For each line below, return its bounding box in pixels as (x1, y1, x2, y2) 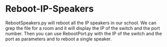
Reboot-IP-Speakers (5, 3, 94, 15)
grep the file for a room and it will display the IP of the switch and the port (5, 25, 160, 31)
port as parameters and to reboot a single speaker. (5, 36, 112, 42)
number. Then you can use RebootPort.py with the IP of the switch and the (5, 30, 162, 36)
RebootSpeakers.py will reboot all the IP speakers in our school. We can (5, 20, 157, 26)
